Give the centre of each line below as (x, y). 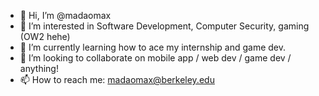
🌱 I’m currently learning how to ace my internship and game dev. (153, 47)
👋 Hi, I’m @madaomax (65, 15)
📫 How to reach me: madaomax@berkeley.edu (117, 79)
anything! (39, 68)
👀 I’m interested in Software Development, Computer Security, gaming (164, 26)
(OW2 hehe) (45, 36)
